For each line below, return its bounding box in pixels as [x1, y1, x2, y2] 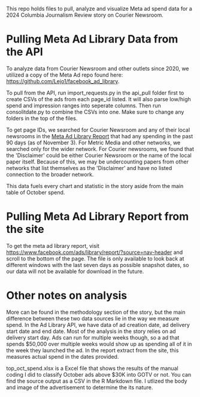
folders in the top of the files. [6, 114, 78, 122]
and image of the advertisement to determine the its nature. [6, 383, 153, 391]
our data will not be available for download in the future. [6, 268, 144, 275]
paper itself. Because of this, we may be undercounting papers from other [6, 158, 189, 165]
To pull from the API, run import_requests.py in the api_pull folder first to [6, 89, 184, 96]
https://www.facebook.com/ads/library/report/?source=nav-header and [6, 248, 183, 256]
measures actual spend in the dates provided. [6, 353, 119, 360]
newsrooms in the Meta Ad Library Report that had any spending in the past [6, 132, 193, 140]
